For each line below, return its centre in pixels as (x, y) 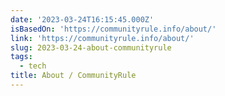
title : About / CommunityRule (73, 76)
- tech (33, 66)
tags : (21, 57)
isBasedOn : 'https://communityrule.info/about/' (113, 29)
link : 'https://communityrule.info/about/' (102, 38)
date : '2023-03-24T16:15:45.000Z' (82, 19)
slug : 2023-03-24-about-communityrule (91, 47)
